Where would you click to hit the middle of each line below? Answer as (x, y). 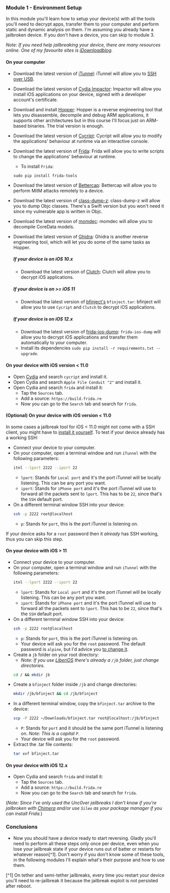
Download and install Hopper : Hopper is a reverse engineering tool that (88, 109)
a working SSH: (22, 438)
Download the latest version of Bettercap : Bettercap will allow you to (85, 185)
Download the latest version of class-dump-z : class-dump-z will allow (87, 200)
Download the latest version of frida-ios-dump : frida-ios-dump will (91, 332)
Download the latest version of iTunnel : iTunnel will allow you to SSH (85, 74)
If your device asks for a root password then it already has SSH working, (82, 534)
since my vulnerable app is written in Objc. (58, 211)
